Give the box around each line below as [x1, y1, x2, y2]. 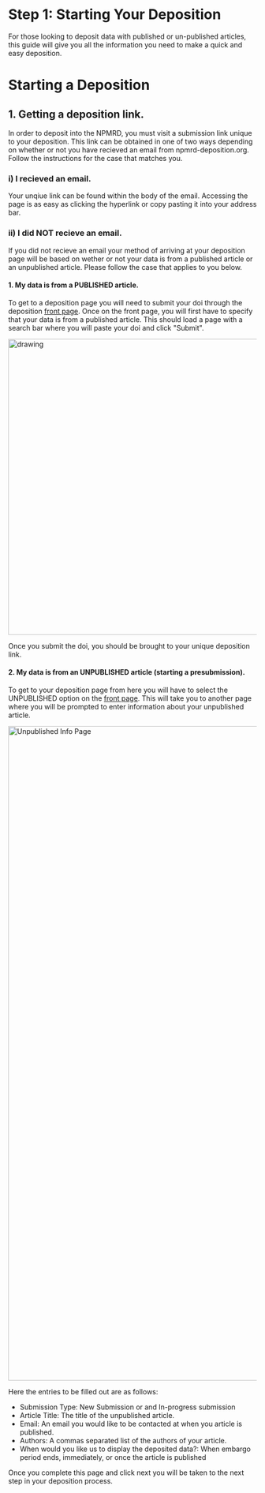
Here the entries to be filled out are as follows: [8, 1386, 159, 1396]
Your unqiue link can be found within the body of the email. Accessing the [8, 191, 248, 200]
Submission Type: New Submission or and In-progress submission [19, 1402, 236, 1412]
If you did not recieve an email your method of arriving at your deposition [8, 245, 246, 255]
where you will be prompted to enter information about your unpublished [8, 702, 244, 711]
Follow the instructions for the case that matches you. [8, 153, 183, 163]
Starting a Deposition [8, 77, 150, 94]
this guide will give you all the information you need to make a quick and [8, 39, 243, 49]
